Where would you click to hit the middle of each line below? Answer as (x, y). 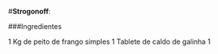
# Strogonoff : (29, 11)
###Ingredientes (35, 26)
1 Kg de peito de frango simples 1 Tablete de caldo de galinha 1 (109, 41)
